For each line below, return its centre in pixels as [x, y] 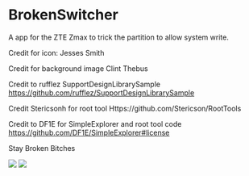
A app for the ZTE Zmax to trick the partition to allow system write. [119, 37]
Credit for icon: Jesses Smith [56, 52]
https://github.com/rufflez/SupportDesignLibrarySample [102, 92]
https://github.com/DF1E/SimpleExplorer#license [89, 132]
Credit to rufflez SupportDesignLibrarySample [85, 84]
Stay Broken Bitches [42, 148]
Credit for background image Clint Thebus [79, 68]
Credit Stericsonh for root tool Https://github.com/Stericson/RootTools [125, 108]
